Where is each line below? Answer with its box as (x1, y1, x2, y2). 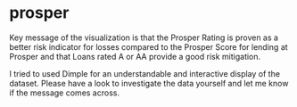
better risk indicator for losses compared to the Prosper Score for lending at (9, 41, 288, 52)
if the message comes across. (9, 87, 120, 98)
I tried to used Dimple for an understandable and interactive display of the (9, 68, 281, 78)
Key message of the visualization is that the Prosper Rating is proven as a (9, 32, 279, 43)
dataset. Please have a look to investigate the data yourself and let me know (9, 78, 289, 88)
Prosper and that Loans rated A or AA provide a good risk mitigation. (9, 51, 261, 62)
